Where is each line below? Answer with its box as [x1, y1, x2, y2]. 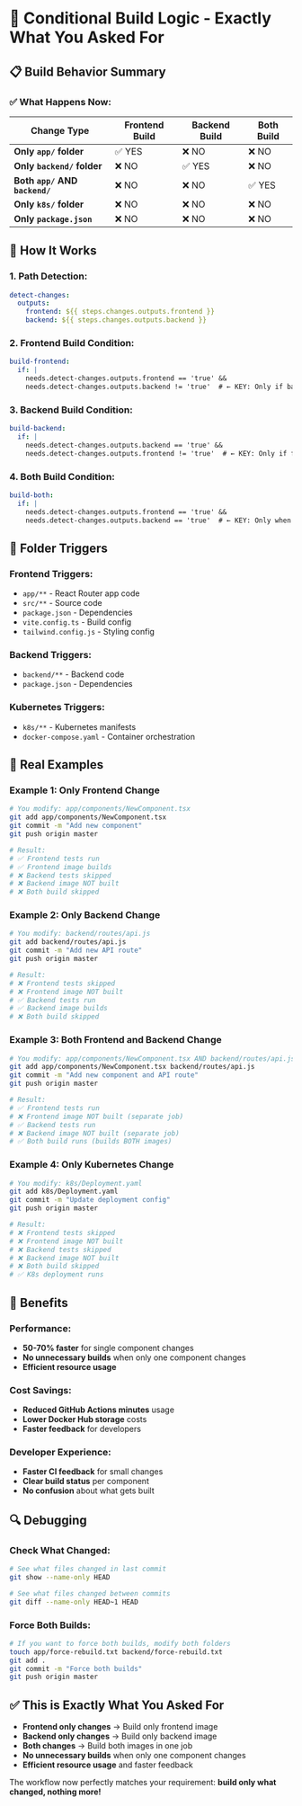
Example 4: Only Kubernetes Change [9, 1159, 174, 1171]
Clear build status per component [22, 1476, 150, 1487]
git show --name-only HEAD [9, 1573, 111, 1582]
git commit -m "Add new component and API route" [9, 1071, 200, 1080]
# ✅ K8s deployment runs [9, 1270, 104, 1279]
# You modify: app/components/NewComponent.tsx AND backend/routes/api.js [9, 1054, 296, 1063]
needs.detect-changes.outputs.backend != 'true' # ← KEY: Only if [25, 382, 283, 391]
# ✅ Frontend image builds [9, 862, 112, 871]
